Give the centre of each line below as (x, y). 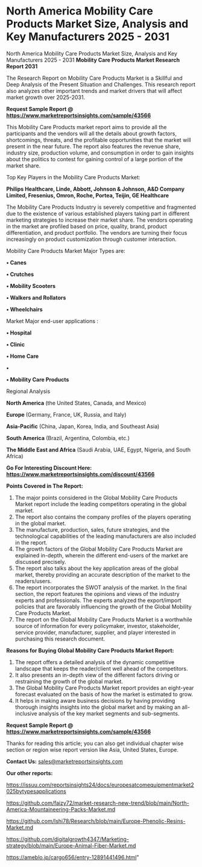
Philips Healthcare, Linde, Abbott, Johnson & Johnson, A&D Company (96, 189)
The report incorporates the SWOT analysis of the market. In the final (101, 587)
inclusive (26, 713)
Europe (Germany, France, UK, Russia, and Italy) (66, 414)
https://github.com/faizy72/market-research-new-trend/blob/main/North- (98, 803)
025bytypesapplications (36, 791)
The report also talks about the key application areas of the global (97, 568)
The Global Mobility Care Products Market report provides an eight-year (104, 688)
